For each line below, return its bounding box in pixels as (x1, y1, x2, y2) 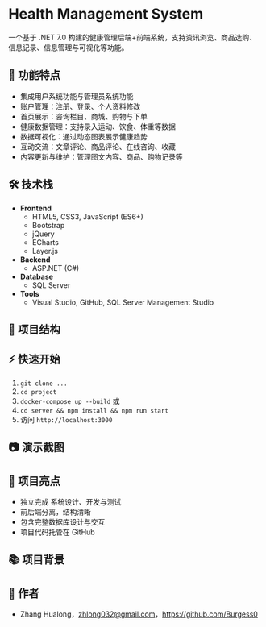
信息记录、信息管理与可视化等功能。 (8, 42, 129, 52)
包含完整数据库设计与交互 (19, 517, 106, 526)
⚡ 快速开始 (8, 352, 60, 367)
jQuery (31, 229, 55, 239)
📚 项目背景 (8, 553, 65, 567)
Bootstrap (31, 220, 65, 230)
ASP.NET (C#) (31, 263, 79, 272)
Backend (19, 255, 51, 264)
